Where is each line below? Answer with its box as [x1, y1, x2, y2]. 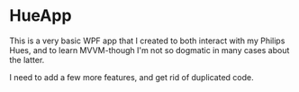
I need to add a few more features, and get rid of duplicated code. [9, 71, 254, 82]
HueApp [9, 5, 72, 26]
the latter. [9, 54, 45, 65]
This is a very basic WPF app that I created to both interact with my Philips [9, 35, 285, 46]
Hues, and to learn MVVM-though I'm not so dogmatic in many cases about [9, 44, 290, 55]
